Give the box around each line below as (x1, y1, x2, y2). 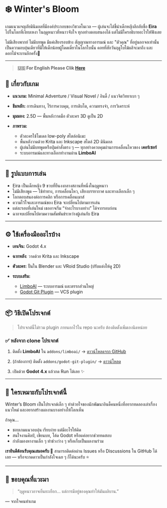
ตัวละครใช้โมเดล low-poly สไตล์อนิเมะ (19, 133, 86, 139)
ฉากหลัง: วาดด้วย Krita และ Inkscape (12, 253, 80, 259)
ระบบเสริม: (12, 273, 31, 279)
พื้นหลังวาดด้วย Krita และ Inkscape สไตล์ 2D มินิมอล (19, 138, 113, 144)
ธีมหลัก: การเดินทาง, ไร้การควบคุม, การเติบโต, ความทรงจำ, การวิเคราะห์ (12, 103, 130, 109)
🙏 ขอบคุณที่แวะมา (5, 475, 49, 484)
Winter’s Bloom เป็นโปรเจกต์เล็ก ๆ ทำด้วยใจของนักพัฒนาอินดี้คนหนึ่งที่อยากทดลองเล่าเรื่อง (5, 401, 158, 407)
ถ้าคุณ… (5, 417, 19, 423)
